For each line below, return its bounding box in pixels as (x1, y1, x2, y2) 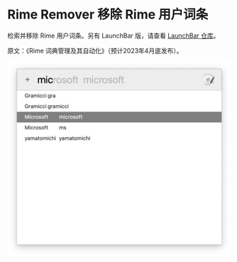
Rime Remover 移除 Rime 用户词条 (7, 6, 209, 23)
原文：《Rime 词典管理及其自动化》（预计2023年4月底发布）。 (7, 46, 183, 55)
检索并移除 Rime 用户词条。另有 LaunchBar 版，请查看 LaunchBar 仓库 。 (7, 31, 220, 40)
